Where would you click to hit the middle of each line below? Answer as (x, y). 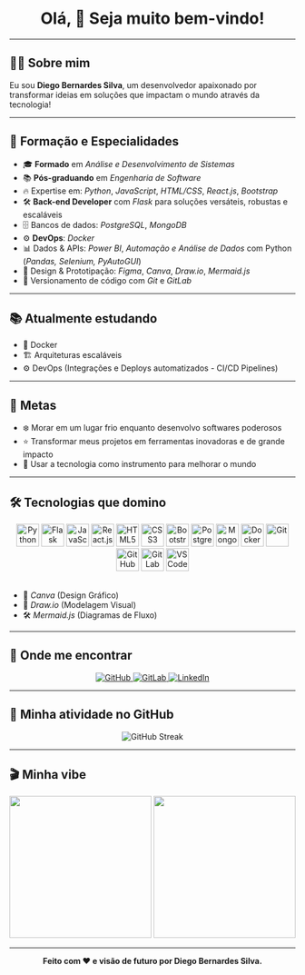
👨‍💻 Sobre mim (50, 63)
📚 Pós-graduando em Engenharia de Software (112, 177)
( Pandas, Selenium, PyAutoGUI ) (82, 261)
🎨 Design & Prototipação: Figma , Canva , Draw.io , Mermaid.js (136, 271)
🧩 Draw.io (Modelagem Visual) (79, 605)
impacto (38, 454)
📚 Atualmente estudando (84, 318)
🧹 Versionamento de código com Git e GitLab (107, 280)
